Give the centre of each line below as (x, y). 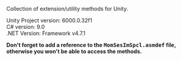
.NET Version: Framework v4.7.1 (46, 33)
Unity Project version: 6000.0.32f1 (49, 20)
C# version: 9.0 (26, 27)
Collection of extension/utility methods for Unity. (67, 9)
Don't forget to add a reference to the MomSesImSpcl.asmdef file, (91, 45)
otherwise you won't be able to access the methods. (74, 51)
